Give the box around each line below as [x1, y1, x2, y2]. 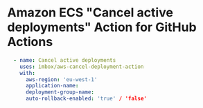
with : [19, 69, 36, 76]
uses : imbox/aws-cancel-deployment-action [19, 63, 144, 70]
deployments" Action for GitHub [7, 19, 197, 35]
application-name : [25, 83, 79, 89]
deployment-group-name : [25, 89, 95, 96]
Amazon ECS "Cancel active [7, 5, 173, 21]
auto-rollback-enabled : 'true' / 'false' [25, 95, 148, 102]
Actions [7, 34, 53, 50]
